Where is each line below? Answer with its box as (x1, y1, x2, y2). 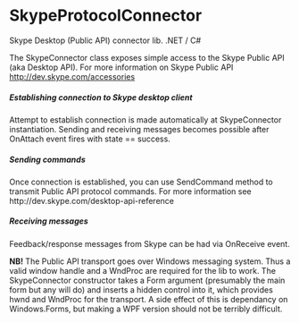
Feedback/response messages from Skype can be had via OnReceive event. (9, 238, 290, 249)
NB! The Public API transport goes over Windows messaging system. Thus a (9, 256, 291, 267)
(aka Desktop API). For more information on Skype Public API (9, 62, 234, 72)
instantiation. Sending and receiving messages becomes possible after (9, 123, 270, 134)
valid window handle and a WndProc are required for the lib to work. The (9, 265, 277, 276)
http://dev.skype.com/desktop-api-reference (9, 195, 174, 206)
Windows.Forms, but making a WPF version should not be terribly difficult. (9, 303, 283, 314)
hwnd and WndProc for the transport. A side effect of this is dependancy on (9, 293, 288, 304)
